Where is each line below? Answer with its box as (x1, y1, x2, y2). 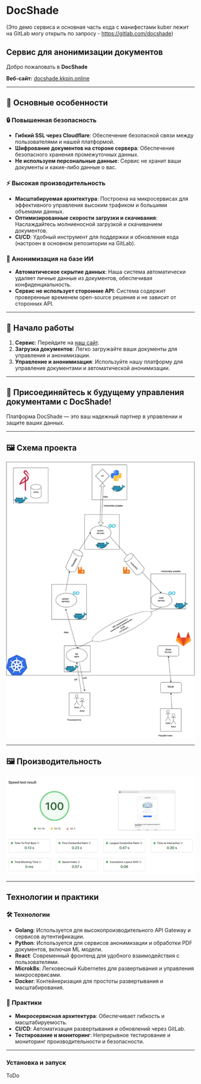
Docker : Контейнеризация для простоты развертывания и (14, 977, 163, 984)
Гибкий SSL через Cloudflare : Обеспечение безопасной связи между (14, 132, 194, 139)
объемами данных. (14, 207, 65, 215)
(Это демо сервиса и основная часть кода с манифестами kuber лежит (6, 23, 190, 31)
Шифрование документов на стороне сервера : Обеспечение (14, 144, 175, 152)
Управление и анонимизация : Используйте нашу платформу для (14, 358, 184, 365)
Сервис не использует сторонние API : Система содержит (14, 287, 166, 294)
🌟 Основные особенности (6, 98, 108, 108)
